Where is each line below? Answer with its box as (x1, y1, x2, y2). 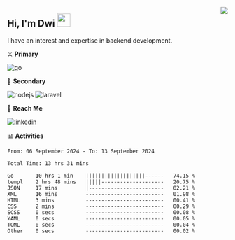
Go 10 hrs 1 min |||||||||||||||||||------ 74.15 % (7, 172, 196, 179)
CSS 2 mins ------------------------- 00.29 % (7, 203, 196, 210)
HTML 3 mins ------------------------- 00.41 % (7, 197, 196, 204)
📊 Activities (7, 132, 44, 140)
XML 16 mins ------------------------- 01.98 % (7, 190, 196, 197)
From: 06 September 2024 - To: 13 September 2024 (7, 148, 155, 155)
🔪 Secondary (7, 77, 46, 85)
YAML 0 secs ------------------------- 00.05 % (7, 215, 196, 222)
